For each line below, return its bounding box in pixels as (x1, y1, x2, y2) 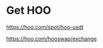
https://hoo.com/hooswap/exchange (6, 35, 98, 42)
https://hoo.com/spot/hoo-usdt (6, 23, 84, 31)
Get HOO (6, 4, 51, 17)
